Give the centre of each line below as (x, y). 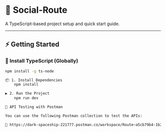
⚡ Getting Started (32, 45)
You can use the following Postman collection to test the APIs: (74, 116)
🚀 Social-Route (36, 10)
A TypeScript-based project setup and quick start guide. (62, 24)
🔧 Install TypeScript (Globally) (42, 61)
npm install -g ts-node (30, 71)
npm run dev (26, 98)
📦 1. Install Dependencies (34, 80)
